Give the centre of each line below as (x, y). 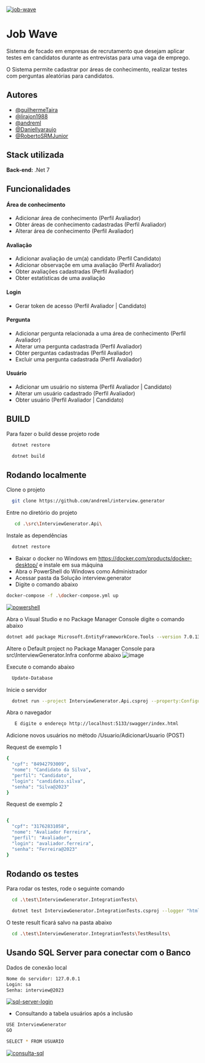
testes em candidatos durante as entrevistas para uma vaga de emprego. (98, 57)
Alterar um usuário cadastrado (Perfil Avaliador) (75, 393)
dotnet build (28, 456)
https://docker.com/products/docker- (145, 558)
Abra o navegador (29, 713)
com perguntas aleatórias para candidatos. (60, 76)
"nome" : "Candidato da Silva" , (52, 770)
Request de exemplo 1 (34, 747)
